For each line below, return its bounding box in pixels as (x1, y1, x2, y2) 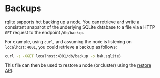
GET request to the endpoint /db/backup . (5, 29, 84, 35)
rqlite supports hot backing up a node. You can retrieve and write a (5, 19, 140, 25)
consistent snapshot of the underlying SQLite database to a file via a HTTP (5, 24, 155, 30)
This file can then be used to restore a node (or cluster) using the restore (5, 62, 151, 68)
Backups (5, 3, 41, 14)
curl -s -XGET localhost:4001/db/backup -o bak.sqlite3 (5, 53, 121, 58)
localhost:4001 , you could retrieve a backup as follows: (5, 44, 117, 50)
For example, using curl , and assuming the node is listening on (5, 39, 132, 44)
